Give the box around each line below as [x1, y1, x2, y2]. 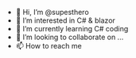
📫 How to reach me [15, 42, 82, 50]
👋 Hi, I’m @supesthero [15, 8, 89, 16]
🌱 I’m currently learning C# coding [15, 24, 129, 33]
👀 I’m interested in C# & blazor [15, 16, 115, 25]
